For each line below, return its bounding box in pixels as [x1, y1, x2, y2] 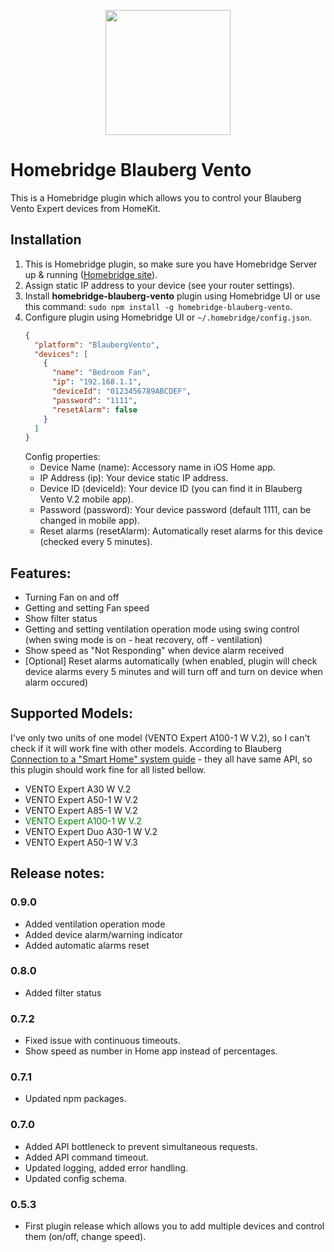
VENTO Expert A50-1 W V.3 [24, 836, 138, 848]
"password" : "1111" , [51, 395, 138, 405]
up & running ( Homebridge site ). [24, 268, 158, 280]
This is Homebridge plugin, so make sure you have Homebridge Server [24, 258, 318, 270]
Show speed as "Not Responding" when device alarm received [24, 645, 285, 657]
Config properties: [24, 451, 101, 463]
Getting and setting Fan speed [24, 602, 150, 614]
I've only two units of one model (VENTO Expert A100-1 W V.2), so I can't [10, 731, 311, 744]
